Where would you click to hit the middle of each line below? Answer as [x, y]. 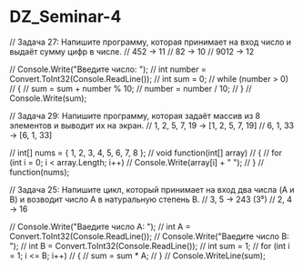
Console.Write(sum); [48, 98]
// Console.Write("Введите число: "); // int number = [108, 69]
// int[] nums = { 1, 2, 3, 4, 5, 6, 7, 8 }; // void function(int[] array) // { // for [146, 153]
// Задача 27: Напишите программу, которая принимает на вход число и [151, 42]
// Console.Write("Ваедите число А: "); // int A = [100, 226]
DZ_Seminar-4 [66, 17]
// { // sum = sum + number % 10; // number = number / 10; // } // [131, 88]
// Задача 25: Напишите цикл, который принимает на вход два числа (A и [152, 189]
